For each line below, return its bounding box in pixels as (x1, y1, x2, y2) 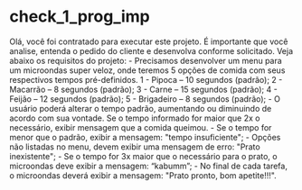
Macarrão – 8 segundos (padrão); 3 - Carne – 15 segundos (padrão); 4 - (9, 84, 278, 95)
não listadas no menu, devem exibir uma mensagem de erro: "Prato (9, 141, 260, 152)
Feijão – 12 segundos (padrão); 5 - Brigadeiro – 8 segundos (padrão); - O (9, 93, 280, 104)
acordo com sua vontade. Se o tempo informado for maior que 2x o (9, 113, 260, 123)
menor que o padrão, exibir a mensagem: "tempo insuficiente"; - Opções (9, 131, 281, 142)
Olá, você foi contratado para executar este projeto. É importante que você (9, 36, 288, 47)
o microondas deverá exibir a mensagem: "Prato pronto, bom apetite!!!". (9, 169, 278, 181)
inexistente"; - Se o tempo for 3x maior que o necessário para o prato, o (9, 150, 278, 161)
